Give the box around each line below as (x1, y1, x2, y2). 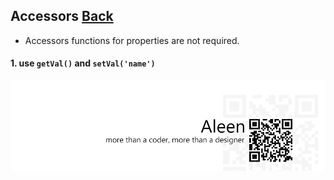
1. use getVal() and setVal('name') (10, 57, 156, 69)
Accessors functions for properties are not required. (24, 34, 240, 46)
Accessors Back (10, 8, 114, 25)
